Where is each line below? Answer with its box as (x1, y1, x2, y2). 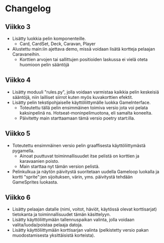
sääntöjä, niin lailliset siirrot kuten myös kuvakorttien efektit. (12, 94, 134, 100)
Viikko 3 (5, 23, 31, 31)
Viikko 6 (5, 193, 31, 202)
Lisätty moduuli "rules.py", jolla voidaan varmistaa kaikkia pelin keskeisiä (12, 89, 160, 95)
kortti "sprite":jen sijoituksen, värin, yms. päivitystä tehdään (12, 174, 133, 180)
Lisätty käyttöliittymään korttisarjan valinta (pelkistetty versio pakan (12, 227, 149, 233)
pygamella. (12, 148, 35, 153)
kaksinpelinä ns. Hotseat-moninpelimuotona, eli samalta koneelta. (19, 110, 153, 116)
